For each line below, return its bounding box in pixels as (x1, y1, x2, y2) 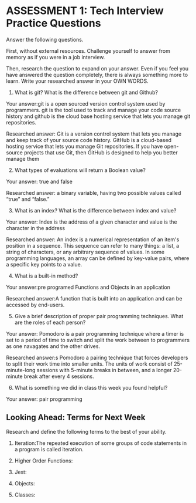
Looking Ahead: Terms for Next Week (6, 413, 146, 423)
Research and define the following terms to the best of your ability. (6, 428, 167, 435)
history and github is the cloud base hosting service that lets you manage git (6, 113, 191, 120)
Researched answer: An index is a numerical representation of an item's (6, 236, 180, 243)
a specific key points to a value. (6, 261, 82, 268)
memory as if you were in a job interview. (6, 53, 105, 60)
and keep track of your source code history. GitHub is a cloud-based (6, 136, 171, 143)
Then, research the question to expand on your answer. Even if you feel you (6, 65, 189, 72)
